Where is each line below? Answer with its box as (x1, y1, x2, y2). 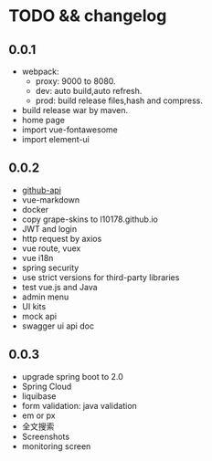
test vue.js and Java (21, 281, 98, 292)
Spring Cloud (21, 381, 72, 392)
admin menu (21, 291, 69, 302)
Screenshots (21, 431, 70, 442)
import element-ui (21, 134, 90, 144)
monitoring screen (21, 440, 91, 452)
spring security (21, 262, 79, 273)
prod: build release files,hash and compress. (35, 95, 203, 106)
